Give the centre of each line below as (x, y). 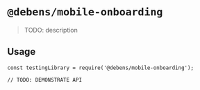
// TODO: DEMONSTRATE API (44, 80)
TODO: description (51, 30)
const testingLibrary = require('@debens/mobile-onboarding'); (101, 68)
